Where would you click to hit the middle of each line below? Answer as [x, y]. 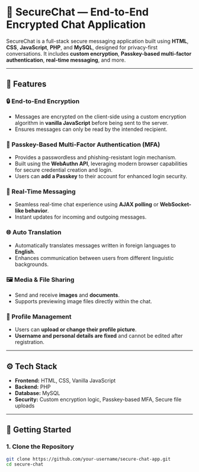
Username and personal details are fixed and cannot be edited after [99, 336]
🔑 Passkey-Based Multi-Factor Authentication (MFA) [83, 145]
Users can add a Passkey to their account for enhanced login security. [101, 176]
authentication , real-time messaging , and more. [66, 60]
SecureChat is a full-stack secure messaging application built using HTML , [97, 41]
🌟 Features [26, 84]
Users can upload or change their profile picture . [76, 330]
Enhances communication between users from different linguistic [94, 258]
